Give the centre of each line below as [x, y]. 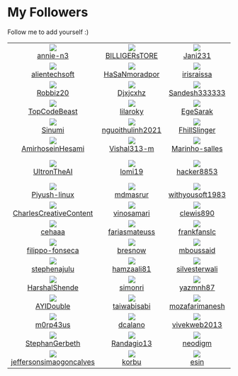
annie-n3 [53, 55]
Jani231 [197, 55]
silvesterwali [197, 268]
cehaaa [53, 232]
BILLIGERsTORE [131, 55]
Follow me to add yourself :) [48, 32]
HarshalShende [53, 287]
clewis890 [197, 213]
